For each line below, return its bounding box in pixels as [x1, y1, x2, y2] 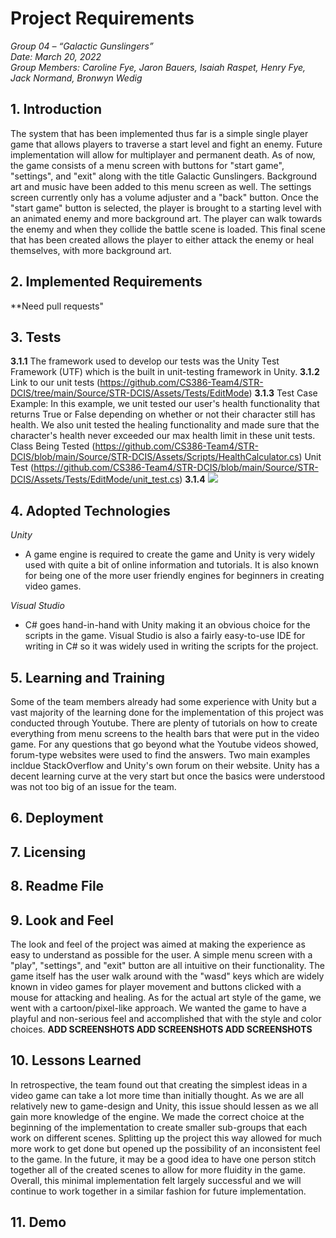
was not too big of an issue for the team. [10, 781, 177, 792]
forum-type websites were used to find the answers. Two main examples [10, 749, 311, 761]
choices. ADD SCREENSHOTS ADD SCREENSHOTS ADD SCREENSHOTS [10, 1023, 313, 1035]
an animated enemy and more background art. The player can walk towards [10, 212, 323, 224]
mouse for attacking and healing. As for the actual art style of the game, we [10, 991, 322, 1003]
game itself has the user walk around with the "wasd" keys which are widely [10, 970, 325, 982]
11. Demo [10, 1214, 67, 1231]
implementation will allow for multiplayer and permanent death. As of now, [10, 148, 316, 161]
